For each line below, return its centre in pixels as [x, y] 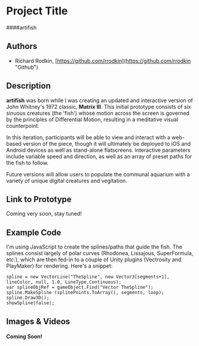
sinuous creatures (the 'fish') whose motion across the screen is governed [98, 113]
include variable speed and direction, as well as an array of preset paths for [99, 156]
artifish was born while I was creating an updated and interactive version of [99, 100]
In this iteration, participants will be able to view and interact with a [88, 137]
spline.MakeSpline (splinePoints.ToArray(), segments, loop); [85, 293]
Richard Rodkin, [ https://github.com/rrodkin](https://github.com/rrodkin [103, 60]
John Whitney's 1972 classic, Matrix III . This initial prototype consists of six [99, 106]
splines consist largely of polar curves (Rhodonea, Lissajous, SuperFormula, [100, 253]
